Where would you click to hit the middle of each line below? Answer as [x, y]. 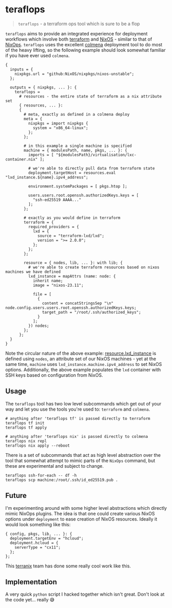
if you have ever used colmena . [37, 56]
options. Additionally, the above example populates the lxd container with [83, 370]
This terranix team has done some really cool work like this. [68, 566]
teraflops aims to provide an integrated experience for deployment [77, 33]
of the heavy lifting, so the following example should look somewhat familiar [85, 50]
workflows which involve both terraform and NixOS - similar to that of [79, 39]
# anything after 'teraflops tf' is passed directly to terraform [78, 418]
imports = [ [41, 155]
